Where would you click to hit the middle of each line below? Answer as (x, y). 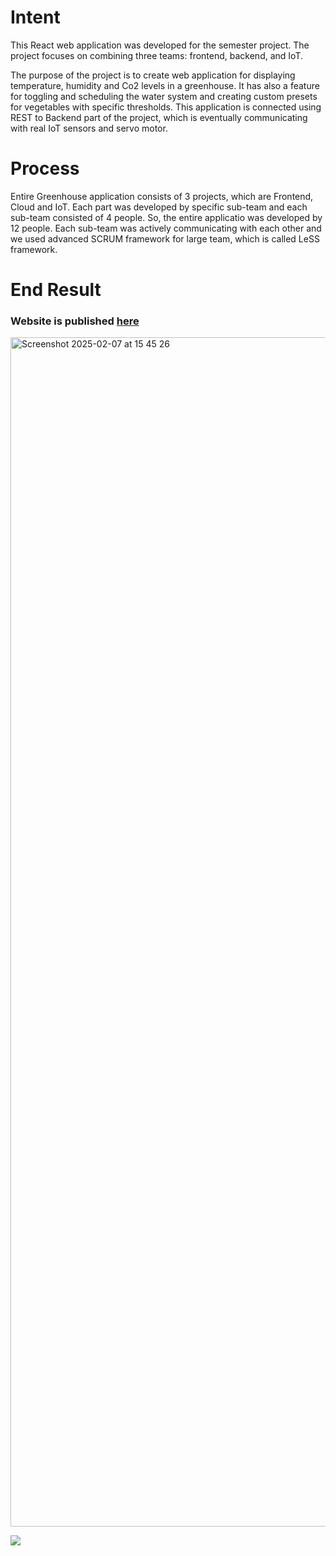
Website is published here (75, 321)
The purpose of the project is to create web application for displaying (153, 75)
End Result (56, 290)
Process (45, 168)
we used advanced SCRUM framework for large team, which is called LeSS (165, 238)
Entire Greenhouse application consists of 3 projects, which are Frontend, (162, 196)
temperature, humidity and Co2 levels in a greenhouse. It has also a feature (165, 85)
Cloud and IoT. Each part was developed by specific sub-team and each (159, 207)
